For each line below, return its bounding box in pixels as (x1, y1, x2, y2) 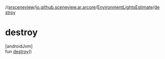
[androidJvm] (5, 43, 33, 49)
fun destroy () (5, 48, 32, 54)
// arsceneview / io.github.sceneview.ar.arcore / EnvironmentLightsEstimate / (5, 4, 155, 10)
